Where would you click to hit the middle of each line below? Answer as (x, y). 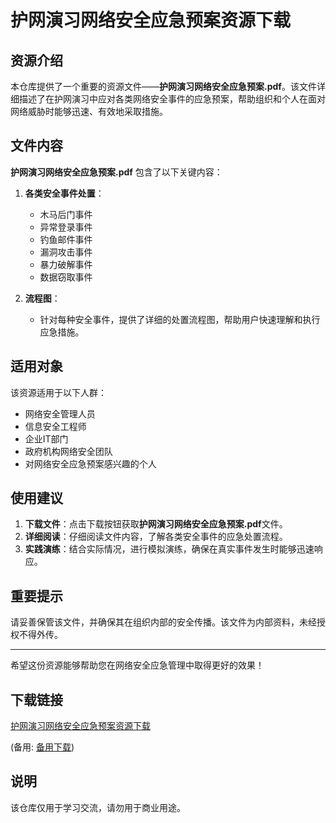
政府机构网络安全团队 (68, 451)
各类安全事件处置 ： (64, 193)
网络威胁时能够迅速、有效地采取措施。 (89, 111)
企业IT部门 (46, 438)
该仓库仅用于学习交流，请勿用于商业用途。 (98, 807)
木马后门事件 (66, 214)
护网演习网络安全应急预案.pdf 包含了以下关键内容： (116, 172)
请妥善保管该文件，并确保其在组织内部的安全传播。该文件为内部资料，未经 (163, 622)
